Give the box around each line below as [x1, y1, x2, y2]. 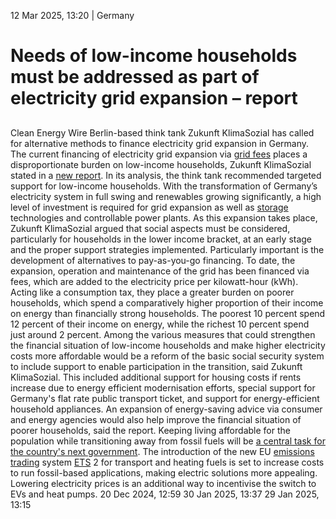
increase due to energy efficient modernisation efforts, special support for [10, 381, 316, 394]
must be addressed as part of [10, 66, 260, 89]
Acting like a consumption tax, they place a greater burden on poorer [10, 286, 295, 298]
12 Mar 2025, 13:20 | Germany [10, 10, 135, 21]
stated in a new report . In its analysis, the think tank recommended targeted [10, 169, 322, 181]
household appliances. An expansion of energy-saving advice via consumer [10, 403, 323, 415]
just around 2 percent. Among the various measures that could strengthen [10, 328, 316, 340]
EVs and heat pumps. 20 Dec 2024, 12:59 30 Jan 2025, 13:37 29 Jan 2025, [10, 488, 320, 500]
